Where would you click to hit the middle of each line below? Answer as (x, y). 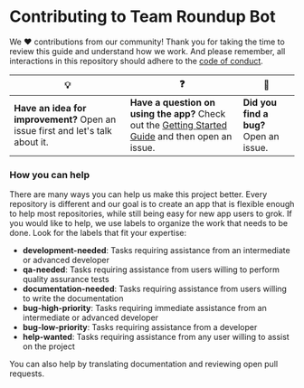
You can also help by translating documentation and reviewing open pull (144, 364)
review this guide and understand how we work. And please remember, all (147, 51)
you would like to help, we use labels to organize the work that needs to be (149, 223)
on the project (48, 346)
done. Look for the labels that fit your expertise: (98, 233)
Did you (260, 102)
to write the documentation (73, 298)
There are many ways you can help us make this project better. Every (138, 194)
